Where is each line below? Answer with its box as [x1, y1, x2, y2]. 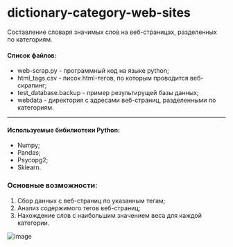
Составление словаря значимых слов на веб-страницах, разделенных [7, 28, 217, 36]
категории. [17, 219, 50, 227]
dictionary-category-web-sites [7, 5, 191, 21]
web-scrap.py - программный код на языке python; [17, 67, 169, 75]
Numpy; [17, 141, 40, 150]
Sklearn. [17, 163, 42, 171]
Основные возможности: [7, 180, 98, 190]
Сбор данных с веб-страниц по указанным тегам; [17, 196, 166, 205]
